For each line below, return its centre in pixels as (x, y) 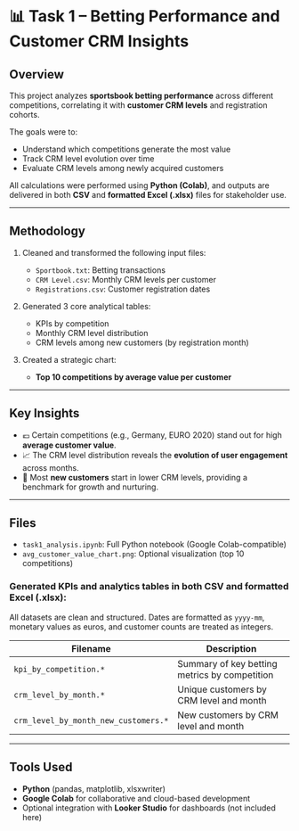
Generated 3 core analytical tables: (86, 306)
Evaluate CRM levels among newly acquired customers (123, 168)
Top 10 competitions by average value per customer (133, 377)
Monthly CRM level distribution (92, 333)
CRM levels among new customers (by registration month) (142, 342)
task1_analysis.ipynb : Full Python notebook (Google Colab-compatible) (154, 545)
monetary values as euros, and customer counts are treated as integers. (141, 626)
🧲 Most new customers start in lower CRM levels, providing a (134, 477)
